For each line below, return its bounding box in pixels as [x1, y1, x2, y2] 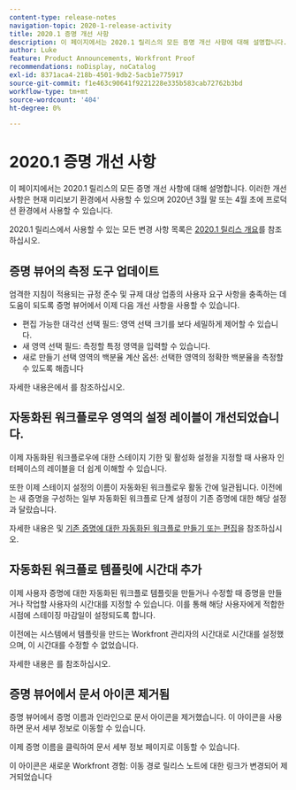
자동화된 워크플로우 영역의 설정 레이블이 [9, 410, 213, 425]
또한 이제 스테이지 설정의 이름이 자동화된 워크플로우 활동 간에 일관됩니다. [9, 482, 259, 492]
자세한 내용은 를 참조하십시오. [9, 658, 111, 669]
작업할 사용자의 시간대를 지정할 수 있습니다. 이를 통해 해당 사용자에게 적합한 [25, 599, 285, 609]
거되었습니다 [9, 771, 53, 782]
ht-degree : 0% [9, 104, 62, 112]
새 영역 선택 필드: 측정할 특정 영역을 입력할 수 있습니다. [21, 341, 210, 351]
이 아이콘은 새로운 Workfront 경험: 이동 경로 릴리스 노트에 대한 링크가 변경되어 [9, 761, 278, 771]
